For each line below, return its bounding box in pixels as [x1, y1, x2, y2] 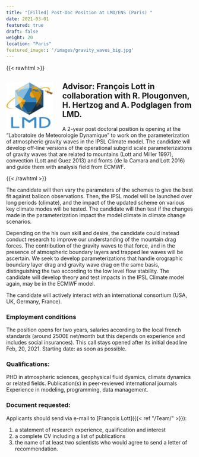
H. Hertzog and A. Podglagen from [62, 100, 192, 110]
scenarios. [6, 218, 32, 225]
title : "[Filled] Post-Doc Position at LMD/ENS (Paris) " [6, 10, 153, 15]
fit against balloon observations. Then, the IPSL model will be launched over [6, 192, 192, 199]
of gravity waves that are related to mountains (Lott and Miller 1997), [6, 151, 173, 158]
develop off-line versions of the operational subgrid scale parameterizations [6, 144, 192, 151]
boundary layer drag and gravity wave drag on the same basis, [6, 261, 160, 268]
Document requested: [6, 401, 71, 409]
